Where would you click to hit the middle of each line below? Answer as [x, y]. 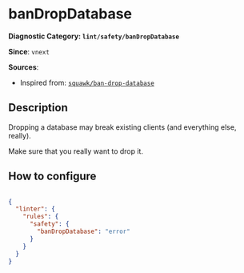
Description [38, 108]
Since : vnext [29, 51]
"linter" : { [36, 209]
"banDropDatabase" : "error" [84, 232]
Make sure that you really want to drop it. [76, 151]
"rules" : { [41, 217]
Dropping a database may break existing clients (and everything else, [122, 127]
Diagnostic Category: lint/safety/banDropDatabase [94, 36]
